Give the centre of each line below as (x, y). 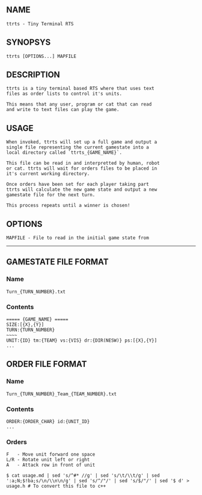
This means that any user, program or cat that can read (79, 104)
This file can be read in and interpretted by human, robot (83, 163)
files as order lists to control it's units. (64, 94)
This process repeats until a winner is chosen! (68, 206)
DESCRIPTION (33, 75)
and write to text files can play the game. (63, 110)
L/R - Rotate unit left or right (48, 460)
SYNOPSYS (29, 43)
